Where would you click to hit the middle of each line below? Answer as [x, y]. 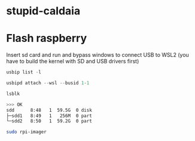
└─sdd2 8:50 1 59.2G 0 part [49, 121]
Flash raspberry [47, 39]
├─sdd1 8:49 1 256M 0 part [49, 116]
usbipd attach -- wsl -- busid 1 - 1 [48, 83]
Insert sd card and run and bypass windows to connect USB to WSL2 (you [98, 55]
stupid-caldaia [43, 11]
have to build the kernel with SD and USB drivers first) [73, 62]
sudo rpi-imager [26, 132]
